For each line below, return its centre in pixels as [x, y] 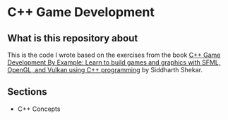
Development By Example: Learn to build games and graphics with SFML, [114, 62]
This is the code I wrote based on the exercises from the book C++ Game [114, 55]
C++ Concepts [39, 109]
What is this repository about [73, 38]
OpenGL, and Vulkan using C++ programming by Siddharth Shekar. [105, 70]
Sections [27, 92]
